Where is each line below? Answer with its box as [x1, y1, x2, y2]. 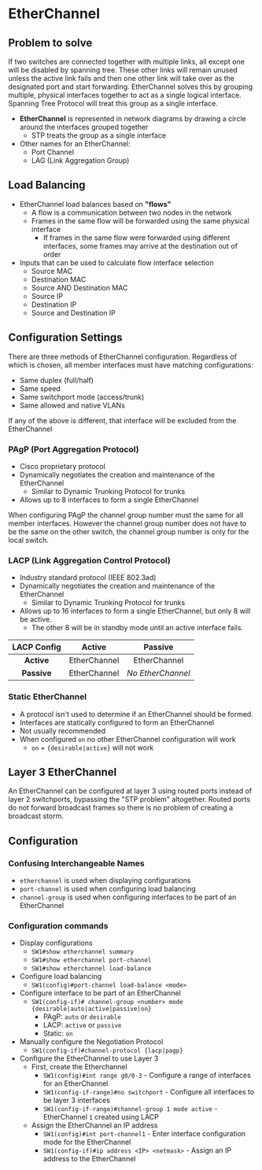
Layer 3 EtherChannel [8, 765, 117, 779]
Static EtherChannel [8, 692, 87, 703]
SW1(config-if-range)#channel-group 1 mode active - [42, 1104, 218, 1113]
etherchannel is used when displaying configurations [19, 876, 191, 885]
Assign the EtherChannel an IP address [31, 1120, 158, 1130]
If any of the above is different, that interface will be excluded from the [8, 415, 237, 425]
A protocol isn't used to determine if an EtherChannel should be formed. [19, 709, 253, 718]
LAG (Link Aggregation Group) [31, 156, 130, 165]
